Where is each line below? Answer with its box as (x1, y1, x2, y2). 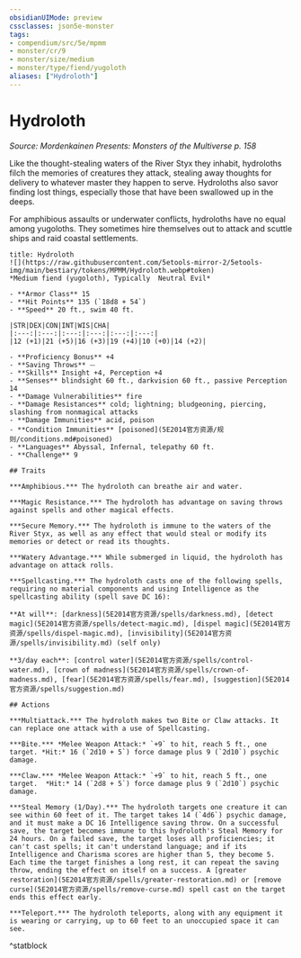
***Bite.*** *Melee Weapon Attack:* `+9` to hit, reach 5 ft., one (9, 739, 268, 748)
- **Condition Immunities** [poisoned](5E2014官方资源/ (9, 425, 217, 434)
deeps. (9, 195, 35, 207)
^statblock (9, 940, 48, 951)
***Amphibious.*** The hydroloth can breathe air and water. (9, 482, 243, 491)
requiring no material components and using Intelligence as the (9, 584, 259, 593)
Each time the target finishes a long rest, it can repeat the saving (9, 857, 279, 867)
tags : (9, 30, 30, 39)
